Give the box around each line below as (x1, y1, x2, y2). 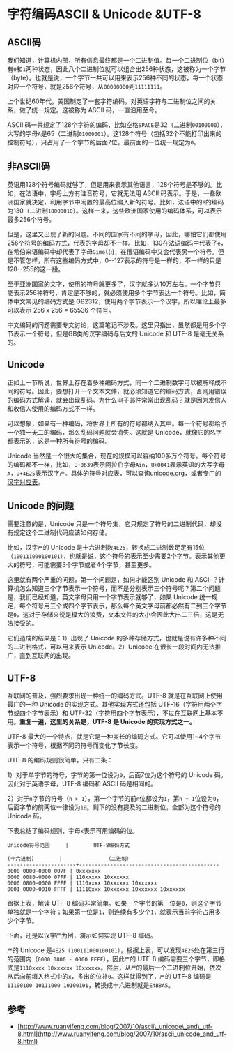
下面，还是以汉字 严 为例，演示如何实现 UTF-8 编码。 (7, 931, 157, 940)
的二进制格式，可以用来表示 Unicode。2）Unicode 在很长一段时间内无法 (7, 643, 215, 651)
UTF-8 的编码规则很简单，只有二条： (7, 756, 114, 765)
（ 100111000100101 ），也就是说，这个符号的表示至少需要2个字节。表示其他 (7, 552, 219, 560)
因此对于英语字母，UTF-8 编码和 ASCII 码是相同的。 (7, 779, 157, 788)
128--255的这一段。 (7, 264, 65, 273)
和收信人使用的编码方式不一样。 (7, 404, 99, 412)
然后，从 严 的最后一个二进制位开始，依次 (107, 963, 222, 972)
